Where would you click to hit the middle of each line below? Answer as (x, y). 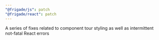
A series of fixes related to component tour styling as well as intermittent (79, 28)
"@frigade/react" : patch (31, 14)
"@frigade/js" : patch (28, 10)
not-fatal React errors (27, 33)
